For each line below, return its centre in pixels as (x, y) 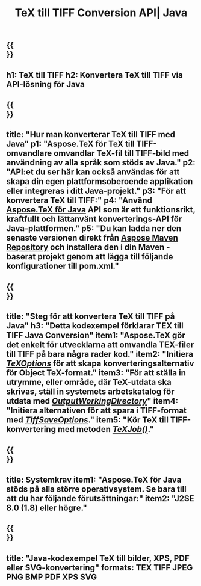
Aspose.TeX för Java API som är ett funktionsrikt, (101, 210)
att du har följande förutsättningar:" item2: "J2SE (100, 498)
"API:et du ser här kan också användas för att (93, 172)
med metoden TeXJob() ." (106, 429)
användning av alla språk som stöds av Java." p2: (101, 163)
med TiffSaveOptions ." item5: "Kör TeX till (87, 420)
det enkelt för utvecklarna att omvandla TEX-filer (100, 345)
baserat (21, 257)
